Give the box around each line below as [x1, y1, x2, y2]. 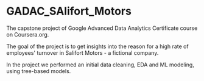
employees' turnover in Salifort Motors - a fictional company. [6, 49, 159, 56]
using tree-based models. [6, 67, 71, 74]
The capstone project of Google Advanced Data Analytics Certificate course [6, 24, 198, 32]
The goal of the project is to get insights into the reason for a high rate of [6, 43, 189, 50]
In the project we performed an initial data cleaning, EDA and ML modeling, [6, 61, 195, 68]
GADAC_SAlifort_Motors [6, 4, 132, 18]
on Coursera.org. [6, 30, 49, 38]
